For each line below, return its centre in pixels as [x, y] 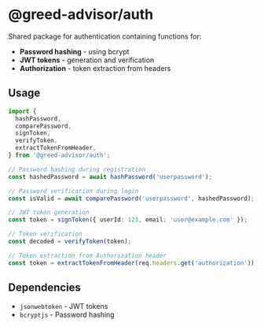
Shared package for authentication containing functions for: [105, 36]
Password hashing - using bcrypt [74, 51]
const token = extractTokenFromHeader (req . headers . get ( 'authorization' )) [132, 263]
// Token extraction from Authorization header [88, 255]
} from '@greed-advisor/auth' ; [59, 155]
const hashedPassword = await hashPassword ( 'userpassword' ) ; [110, 177]
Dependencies [44, 288]
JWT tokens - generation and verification [87, 60]
